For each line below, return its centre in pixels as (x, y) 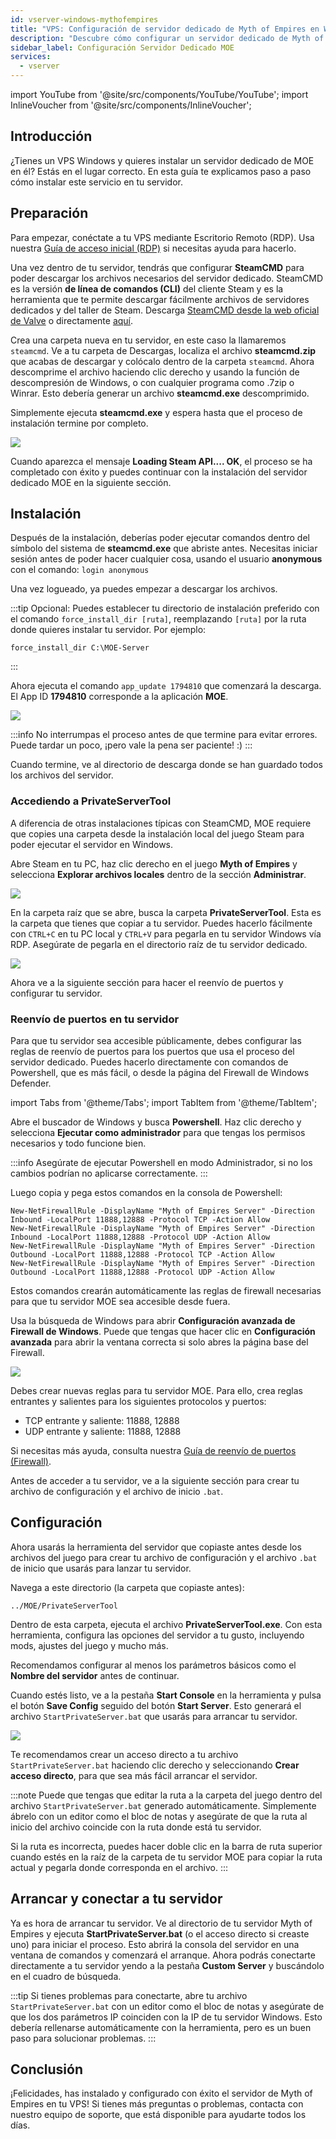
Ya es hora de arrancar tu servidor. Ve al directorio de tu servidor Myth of (161, 1923)
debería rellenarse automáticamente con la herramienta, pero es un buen (161, 2027)
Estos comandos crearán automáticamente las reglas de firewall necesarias (166, 1291)
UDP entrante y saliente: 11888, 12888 (103, 1432)
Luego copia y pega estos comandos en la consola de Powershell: (146, 1193)
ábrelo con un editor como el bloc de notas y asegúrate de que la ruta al (159, 1816)
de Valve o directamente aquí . (72, 320)
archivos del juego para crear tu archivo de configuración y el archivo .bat (164, 1557)
